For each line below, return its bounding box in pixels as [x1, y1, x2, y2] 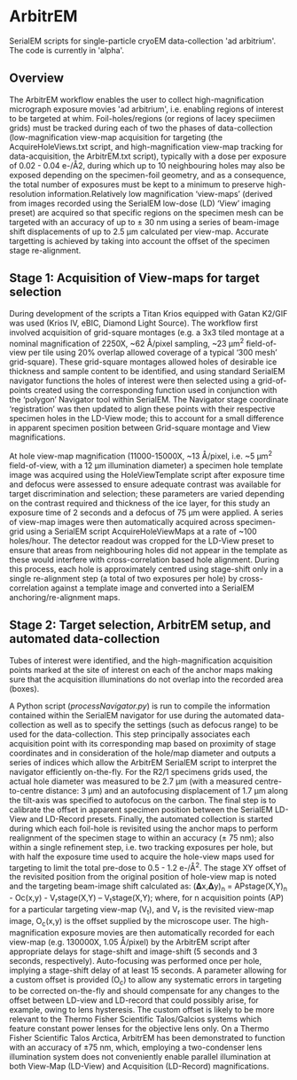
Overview [9, 71, 65, 86]
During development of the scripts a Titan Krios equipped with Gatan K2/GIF [9, 308, 288, 318]
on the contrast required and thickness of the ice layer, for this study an [9, 497, 270, 508]
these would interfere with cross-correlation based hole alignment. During [9, 554, 279, 565]
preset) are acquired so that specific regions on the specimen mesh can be [9, 207, 284, 218]
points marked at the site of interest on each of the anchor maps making [9, 664, 273, 675]
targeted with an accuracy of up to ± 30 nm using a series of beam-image [9, 216, 279, 227]
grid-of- [257, 375, 287, 387]
